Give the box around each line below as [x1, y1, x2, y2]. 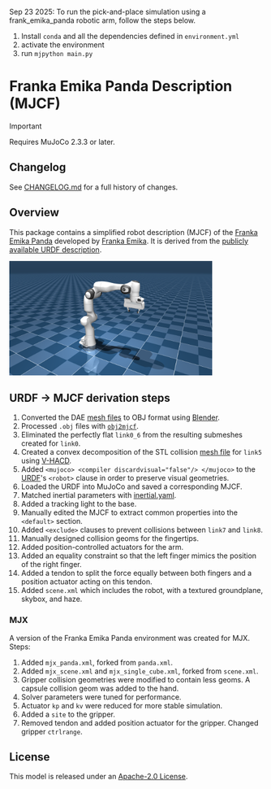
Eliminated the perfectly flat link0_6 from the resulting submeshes [20, 430, 243, 440]
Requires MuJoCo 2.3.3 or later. [9, 137, 116, 146]
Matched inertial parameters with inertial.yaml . [20, 490, 177, 500]
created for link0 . [20, 438, 81, 448]
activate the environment [20, 40, 105, 50]
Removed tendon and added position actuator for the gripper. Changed [20, 717, 259, 727]
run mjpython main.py [20, 49, 93, 58]
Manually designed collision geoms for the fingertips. [20, 534, 200, 543]
